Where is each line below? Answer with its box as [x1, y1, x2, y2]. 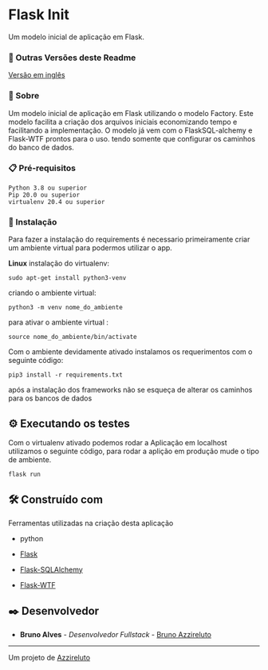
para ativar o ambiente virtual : [8, 317, 109, 327]
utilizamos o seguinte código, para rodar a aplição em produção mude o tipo [8, 446, 259, 456]
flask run [8, 470, 41, 478]
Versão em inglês [8, 70, 65, 80]
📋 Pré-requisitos [8, 162, 76, 173]
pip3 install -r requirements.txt [8, 371, 124, 379]
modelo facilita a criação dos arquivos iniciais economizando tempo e [8, 117, 238, 126]
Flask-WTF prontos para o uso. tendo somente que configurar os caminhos [8, 134, 256, 143]
